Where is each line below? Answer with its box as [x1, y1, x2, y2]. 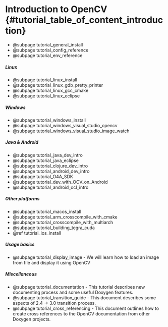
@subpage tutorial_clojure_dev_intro [12, 162, 88, 169]
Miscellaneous [5, 271, 37, 277]
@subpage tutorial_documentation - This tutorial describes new [12, 284, 145, 290]
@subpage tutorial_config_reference [12, 47, 89, 53]
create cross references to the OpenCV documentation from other [12, 310, 150, 316]
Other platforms [5, 196, 40, 202]
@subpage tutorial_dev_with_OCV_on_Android [12, 179, 108, 185]
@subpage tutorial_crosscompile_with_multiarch [12, 219, 114, 225]
